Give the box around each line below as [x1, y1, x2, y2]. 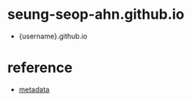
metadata [18, 85, 50, 94]
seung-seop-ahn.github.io [7, 5, 185, 23]
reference [7, 59, 73, 77]
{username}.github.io [18, 31, 88, 41]
